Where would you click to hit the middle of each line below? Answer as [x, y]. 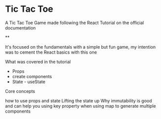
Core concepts [20, 91]
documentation [20, 28]
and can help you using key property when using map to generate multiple [80, 106]
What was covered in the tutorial [38, 61]
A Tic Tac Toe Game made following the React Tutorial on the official [75, 23]
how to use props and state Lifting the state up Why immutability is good [79, 101]
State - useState [29, 82]
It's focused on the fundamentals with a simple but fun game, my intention [80, 47]
